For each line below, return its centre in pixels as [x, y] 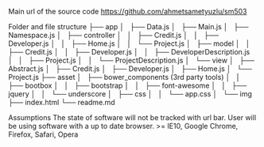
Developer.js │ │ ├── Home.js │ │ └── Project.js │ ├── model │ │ [129, 43]
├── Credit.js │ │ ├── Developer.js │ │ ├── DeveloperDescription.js [129, 52]
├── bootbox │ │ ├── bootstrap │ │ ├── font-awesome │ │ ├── [128, 85]
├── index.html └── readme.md [62, 102]
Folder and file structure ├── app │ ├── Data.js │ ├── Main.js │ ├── [128, 26]
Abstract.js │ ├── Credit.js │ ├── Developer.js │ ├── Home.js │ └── [130, 69]
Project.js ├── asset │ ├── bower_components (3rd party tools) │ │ [124, 77]
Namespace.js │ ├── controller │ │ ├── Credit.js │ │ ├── [114, 35]
